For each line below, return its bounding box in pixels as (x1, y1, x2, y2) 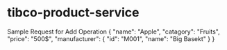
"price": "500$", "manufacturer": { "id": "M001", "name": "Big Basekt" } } (7, 34, 215, 42)
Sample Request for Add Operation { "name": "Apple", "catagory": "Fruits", (7, 27, 220, 36)
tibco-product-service (7, 5, 140, 21)
